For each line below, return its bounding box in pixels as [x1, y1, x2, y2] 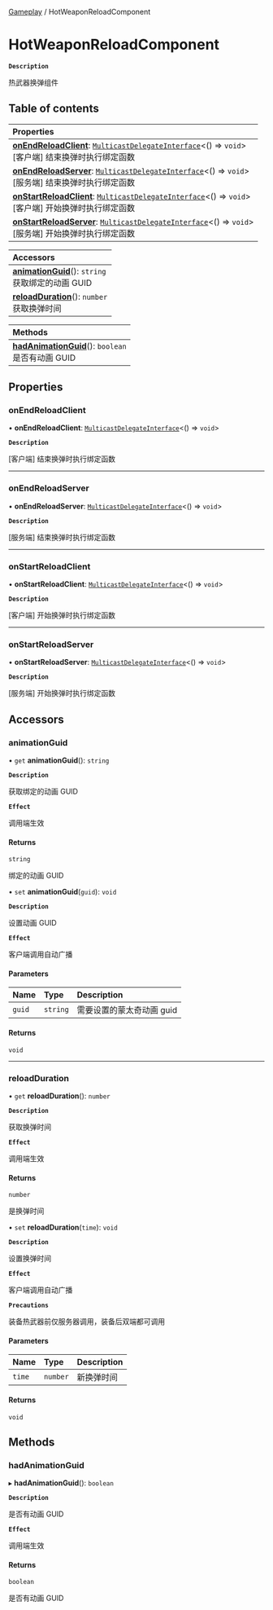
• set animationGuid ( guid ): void [8, 887, 117, 897]
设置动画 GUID [8, 918, 57, 928]
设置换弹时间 [8, 1254, 51, 1264]
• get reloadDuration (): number [8, 1091, 111, 1101]
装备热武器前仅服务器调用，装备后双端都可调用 [8, 1317, 165, 1326]
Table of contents [8, 102, 99, 116]
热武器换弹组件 [8, 77, 58, 87]
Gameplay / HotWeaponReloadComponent [8, 7, 151, 16]
